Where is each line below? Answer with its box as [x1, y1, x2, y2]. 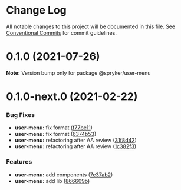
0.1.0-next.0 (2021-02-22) [6, 90, 138, 104]
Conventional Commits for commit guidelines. [6, 29, 117, 36]
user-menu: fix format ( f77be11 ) [14, 124, 93, 131]
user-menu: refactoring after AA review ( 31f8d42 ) [14, 136, 137, 144]
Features [6, 158, 32, 166]
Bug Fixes [6, 111, 35, 119]
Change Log [6, 4, 67, 17]
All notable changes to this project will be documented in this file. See [6, 23, 176, 30]
